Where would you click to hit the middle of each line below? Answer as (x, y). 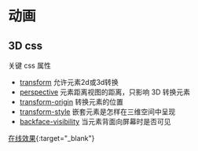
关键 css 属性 (29, 65)
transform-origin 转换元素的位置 (71, 102)
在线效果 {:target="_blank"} (51, 138)
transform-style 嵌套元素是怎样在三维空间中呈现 (97, 112)
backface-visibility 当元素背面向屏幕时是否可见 (95, 122)
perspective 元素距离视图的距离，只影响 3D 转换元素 (105, 92)
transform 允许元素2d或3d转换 (69, 82)
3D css (26, 45)
